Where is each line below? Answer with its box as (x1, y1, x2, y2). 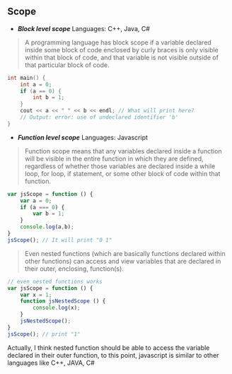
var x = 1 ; (20, 291, 52, 298)
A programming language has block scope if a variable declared (24, 38, 212, 47)
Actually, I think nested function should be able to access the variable (7, 343, 210, 352)
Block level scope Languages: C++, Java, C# (17, 24, 151, 33)
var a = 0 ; (20, 197, 52, 204)
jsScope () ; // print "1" (7, 330, 81, 338)
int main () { (7, 74, 46, 81)
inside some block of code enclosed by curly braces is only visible (24, 45, 219, 54)
